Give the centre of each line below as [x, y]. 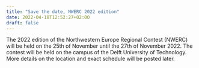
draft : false [23, 23]
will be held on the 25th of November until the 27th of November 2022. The [100, 46]
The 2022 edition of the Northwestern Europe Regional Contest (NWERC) [97, 40]
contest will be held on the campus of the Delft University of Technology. [96, 52]
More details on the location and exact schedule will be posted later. [91, 59]
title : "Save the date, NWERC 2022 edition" [63, 12]
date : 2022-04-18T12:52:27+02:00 [48, 17]
